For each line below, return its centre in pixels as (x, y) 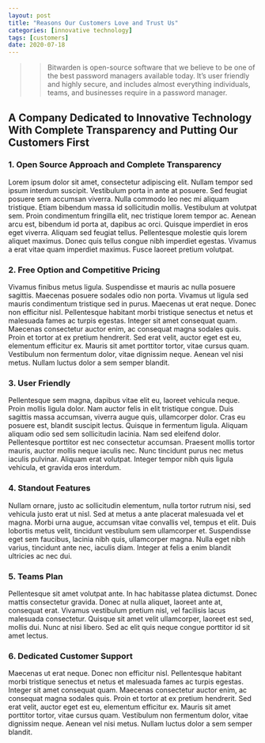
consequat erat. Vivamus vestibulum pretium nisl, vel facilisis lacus (117, 610)
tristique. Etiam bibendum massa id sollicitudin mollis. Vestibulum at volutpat (132, 207)
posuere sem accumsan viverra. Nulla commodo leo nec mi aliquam (119, 199)
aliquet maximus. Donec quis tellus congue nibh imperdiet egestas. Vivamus (132, 241)
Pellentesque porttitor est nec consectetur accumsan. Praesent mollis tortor (132, 442)
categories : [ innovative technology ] (70, 30)
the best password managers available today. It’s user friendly (148, 76)
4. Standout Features (49, 488)
